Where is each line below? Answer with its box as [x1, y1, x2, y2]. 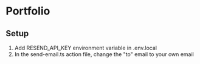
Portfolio [5, 4, 50, 18]
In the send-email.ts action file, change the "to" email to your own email [14, 51, 194, 58]
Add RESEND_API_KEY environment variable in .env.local [14, 44, 157, 51]
